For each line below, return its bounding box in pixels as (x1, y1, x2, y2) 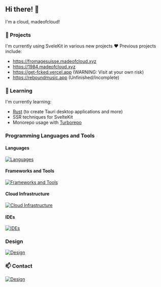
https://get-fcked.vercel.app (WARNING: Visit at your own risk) (12, 69, 144, 75)
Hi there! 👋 (5, 5, 40, 14)
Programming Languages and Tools (5, 132, 95, 139)
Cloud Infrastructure (5, 191, 50, 197)
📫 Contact (5, 263, 33, 270)
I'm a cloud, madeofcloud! (5, 18, 60, 24)
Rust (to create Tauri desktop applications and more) (12, 109, 123, 115)
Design (5, 238, 23, 245)
